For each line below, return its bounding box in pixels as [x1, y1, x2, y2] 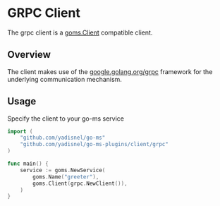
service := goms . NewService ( [20, 166, 106, 174]
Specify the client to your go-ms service [7, 114, 125, 123]
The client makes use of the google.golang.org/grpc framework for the [7, 67, 213, 75]
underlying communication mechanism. [7, 75, 122, 83]
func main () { [7, 160, 49, 167]
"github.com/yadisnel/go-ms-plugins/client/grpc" [20, 141, 169, 148]
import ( [7, 128, 33, 135]
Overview [7, 49, 51, 61]
